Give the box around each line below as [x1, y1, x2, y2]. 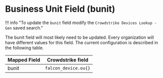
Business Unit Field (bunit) [5, 3, 115, 15]
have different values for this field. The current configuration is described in [5, 39, 159, 45]
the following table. [5, 45, 44, 51]
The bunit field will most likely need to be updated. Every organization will [5, 34, 154, 40]
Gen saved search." [5, 25, 43, 30]
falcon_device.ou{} [45, 65, 91, 71]
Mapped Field [7, 56, 40, 63]
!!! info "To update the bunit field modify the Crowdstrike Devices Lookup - [5, 20, 157, 26]
